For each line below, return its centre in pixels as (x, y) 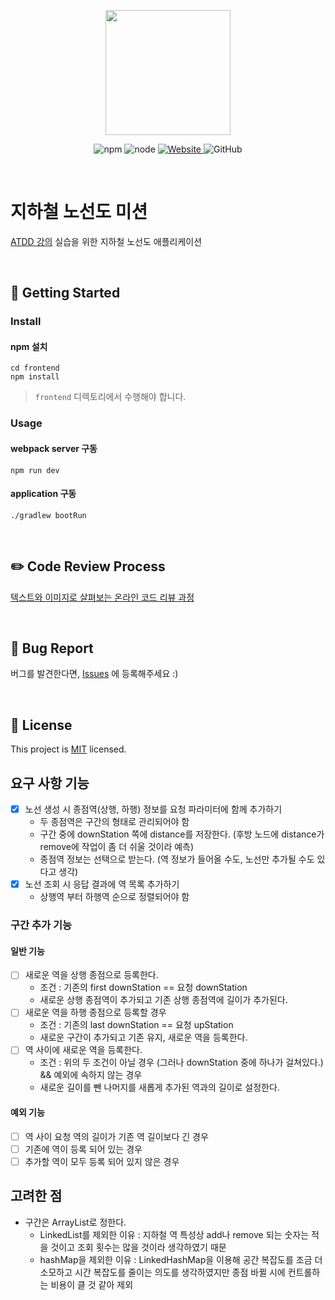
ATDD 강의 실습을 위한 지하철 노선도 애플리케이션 (106, 241)
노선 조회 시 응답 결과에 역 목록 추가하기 (102, 884)
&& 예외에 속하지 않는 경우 (91, 1075)
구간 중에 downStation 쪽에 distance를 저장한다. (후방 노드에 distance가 (182, 834)
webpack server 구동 (54, 448)
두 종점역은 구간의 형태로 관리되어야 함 (114, 822)
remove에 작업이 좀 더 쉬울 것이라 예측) (117, 847)
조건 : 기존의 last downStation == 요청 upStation (136, 1025)
